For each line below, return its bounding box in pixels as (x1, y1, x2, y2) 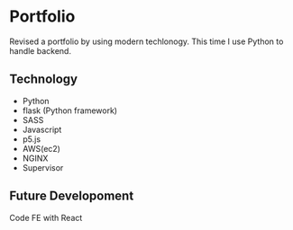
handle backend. (9, 45, 72, 56)
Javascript (22, 124, 62, 135)
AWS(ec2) (22, 143, 61, 154)
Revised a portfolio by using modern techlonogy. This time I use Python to (9, 36, 284, 47)
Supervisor (22, 162, 64, 172)
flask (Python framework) (22, 105, 118, 116)
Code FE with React (9, 212, 83, 223)
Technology (9, 72, 78, 87)
